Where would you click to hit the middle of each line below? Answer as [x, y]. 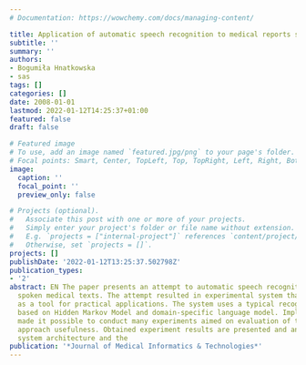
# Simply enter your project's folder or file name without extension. [153, 228]
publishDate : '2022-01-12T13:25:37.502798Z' [95, 262]
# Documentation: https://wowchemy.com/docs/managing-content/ [132, 18]
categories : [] [38, 93]
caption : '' [41, 177]
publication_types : [46, 270]
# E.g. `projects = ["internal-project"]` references [117, 237]
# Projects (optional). [55, 211]
